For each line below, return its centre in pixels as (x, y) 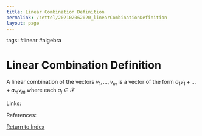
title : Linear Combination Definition (55, 12)
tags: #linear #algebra (34, 41)
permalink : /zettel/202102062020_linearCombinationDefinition (87, 18)
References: (21, 115)
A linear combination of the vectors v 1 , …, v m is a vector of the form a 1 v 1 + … (101, 83)
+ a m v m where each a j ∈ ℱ (40, 90)
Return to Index (26, 127)
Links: (14, 103)
